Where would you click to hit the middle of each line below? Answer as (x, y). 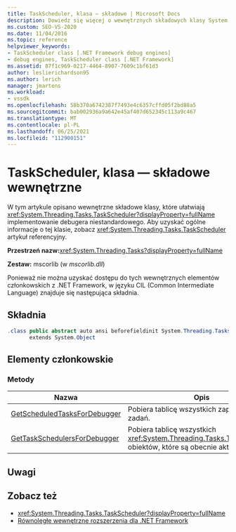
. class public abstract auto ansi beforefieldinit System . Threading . (111, 331)
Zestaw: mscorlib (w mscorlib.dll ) (56, 264)
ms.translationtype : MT (42, 118)
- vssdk (19, 99)
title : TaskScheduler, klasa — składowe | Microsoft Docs (94, 14)
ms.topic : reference (38, 40)
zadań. (139, 418)
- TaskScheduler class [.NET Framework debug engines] (89, 53)
